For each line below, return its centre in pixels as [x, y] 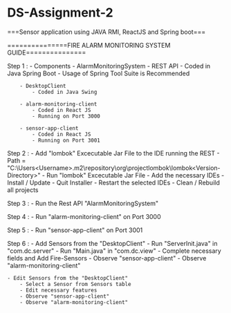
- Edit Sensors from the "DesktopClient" [68, 278]
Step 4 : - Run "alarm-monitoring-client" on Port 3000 [84, 216]
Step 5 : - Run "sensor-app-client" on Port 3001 [75, 230]
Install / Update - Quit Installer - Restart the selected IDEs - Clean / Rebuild [113, 182]
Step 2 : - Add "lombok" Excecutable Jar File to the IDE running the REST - [113, 153]
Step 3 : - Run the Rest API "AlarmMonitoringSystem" [83, 203]
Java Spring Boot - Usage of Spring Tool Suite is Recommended [99, 73]
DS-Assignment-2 [60, 13]
